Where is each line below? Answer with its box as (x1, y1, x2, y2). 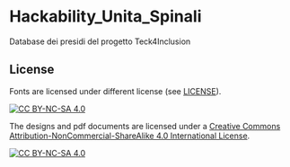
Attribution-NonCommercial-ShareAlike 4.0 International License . (9, 130, 250, 141)
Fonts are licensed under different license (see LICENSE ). (9, 85, 222, 96)
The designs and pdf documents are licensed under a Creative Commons (9, 120, 281, 131)
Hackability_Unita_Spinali (9, 6, 202, 27)
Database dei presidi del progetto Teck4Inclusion (9, 36, 191, 47)
